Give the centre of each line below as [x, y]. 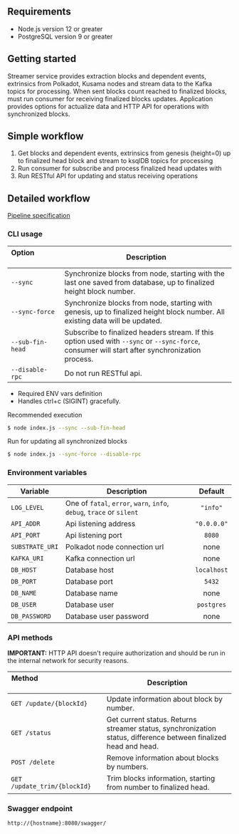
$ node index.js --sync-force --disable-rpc [74, 454]
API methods [30, 637]
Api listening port [94, 535]
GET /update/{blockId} [49, 703]
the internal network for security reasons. [68, 660]
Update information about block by [164, 699]
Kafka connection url [100, 558]
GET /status [31, 733]
